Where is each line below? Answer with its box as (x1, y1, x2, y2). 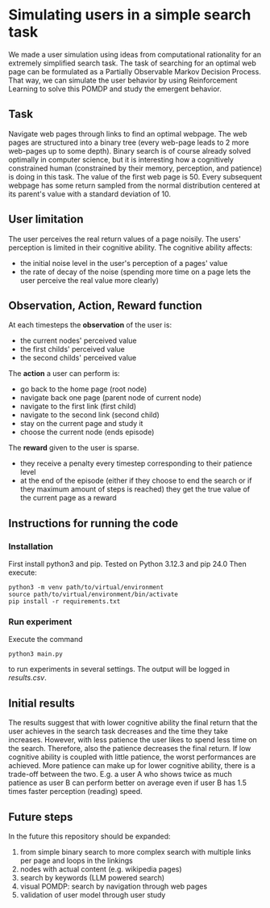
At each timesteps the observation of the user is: (8, 320, 172, 330)
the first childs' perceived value (19, 344, 125, 354)
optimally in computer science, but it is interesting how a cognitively (8, 154, 234, 164)
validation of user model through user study (19, 889, 166, 899)
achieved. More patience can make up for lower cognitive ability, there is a (8, 761, 255, 771)
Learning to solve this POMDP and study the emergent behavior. (8, 83, 222, 94)
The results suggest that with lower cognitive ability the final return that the (8, 718, 258, 728)
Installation (8, 540, 54, 551)
